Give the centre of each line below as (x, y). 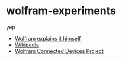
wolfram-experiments (61, 11)
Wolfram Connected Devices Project (59, 51)
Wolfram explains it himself (48, 38)
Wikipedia (27, 45)
